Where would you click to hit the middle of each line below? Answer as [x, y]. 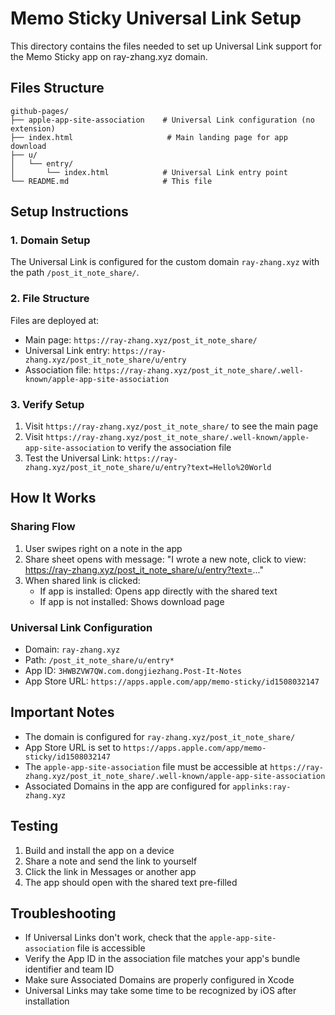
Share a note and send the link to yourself [111, 861]
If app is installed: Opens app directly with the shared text [158, 591]
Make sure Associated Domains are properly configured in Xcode [159, 980]
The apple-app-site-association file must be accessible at [146, 766]
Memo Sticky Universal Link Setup [156, 18]
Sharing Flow [43, 527]
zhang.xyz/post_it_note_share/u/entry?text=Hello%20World [148, 468]
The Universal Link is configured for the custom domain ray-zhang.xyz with [165, 262]
